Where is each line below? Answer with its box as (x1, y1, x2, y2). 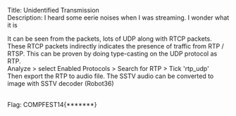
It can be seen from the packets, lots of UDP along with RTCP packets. (7, 34, 213, 43)
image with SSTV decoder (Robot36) (7, 79, 114, 87)
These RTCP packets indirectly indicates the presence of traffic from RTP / (7, 42, 224, 50)
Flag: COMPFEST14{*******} (7, 101, 97, 108)
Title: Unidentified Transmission (7, 6, 100, 14)
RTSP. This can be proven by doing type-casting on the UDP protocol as (7, 49, 218, 58)
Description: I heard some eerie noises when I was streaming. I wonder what (7, 13, 230, 22)
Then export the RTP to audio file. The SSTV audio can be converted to (7, 72, 214, 80)
